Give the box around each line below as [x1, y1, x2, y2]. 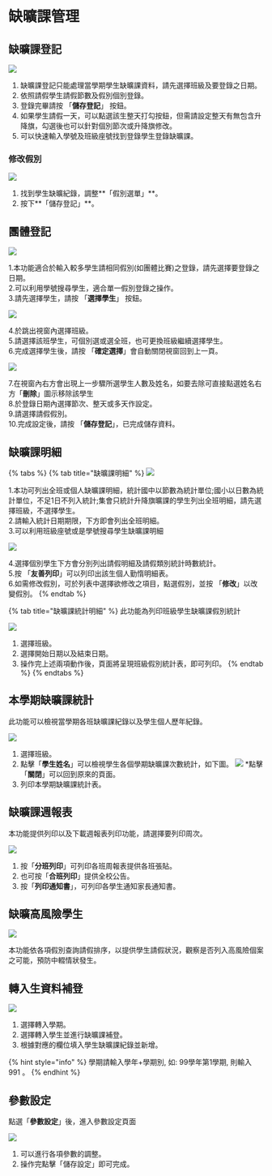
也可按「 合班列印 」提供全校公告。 [19, 871, 134, 881]
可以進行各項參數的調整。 [19, 1148, 106, 1158]
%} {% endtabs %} [19, 667, 84, 677]
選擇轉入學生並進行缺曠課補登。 [19, 1030, 127, 1040]
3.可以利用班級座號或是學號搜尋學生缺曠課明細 [8, 526, 164, 535]
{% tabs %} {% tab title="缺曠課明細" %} [8, 468, 145, 478]
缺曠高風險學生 [8, 907, 83, 921]
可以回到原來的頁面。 [48, 769, 120, 779]
